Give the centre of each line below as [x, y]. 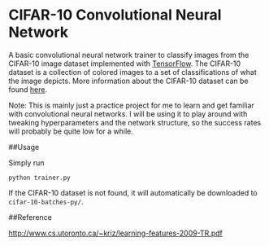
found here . [28, 89]
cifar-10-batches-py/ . [46, 201]
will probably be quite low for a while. [71, 131]
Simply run [26, 163]
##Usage [24, 147]
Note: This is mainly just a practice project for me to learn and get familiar [131, 105]
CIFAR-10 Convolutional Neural [115, 15]
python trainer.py [39, 178]
